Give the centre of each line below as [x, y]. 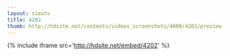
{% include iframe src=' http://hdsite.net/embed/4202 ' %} [88, 46]
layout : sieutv [29, 13]
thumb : [16, 26]
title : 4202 [24, 20]
